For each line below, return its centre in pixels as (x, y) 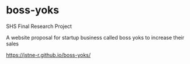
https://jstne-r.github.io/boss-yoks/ (49, 55)
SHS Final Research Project (39, 26)
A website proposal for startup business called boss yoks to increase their (95, 37)
